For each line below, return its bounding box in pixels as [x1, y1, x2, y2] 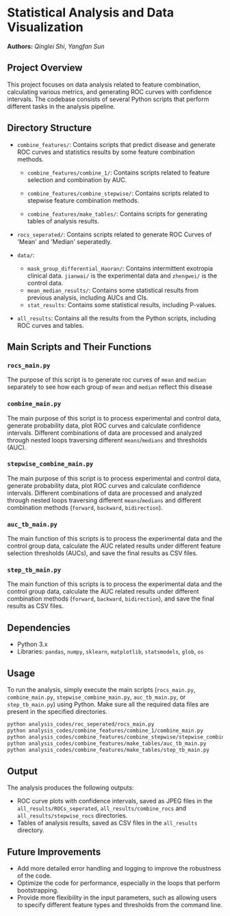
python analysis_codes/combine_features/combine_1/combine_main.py [7, 727, 204, 734]
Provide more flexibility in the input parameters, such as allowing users [16, 893, 217, 902]
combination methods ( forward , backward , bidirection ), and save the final [7, 594, 214, 603]
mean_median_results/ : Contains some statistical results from [27, 286, 199, 294]
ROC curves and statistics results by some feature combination [16, 148, 195, 156]
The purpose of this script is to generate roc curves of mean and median [7, 376, 207, 384]
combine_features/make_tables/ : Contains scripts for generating [27, 210, 207, 218]
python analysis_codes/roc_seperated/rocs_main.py [7, 721, 155, 728]
